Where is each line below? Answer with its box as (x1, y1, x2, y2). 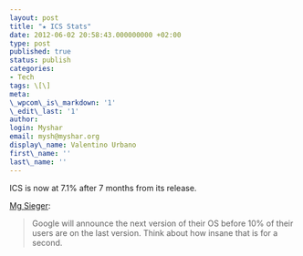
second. (31, 237, 63, 248)
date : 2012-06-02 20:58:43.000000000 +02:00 (9, 30, 182, 39)
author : (9, 115, 39, 124)
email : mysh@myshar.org (9, 132, 100, 141)
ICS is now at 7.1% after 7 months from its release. (9, 182, 197, 193)
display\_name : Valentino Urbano (9, 140, 137, 149)
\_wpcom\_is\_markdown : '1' (9, 97, 117, 108)
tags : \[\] (9, 81, 51, 90)
